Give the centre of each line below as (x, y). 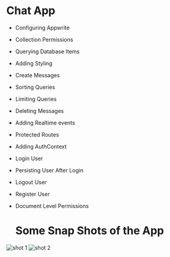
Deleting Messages (39, 110)
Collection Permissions (44, 39)
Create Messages (37, 75)
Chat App (31, 11)
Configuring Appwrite (42, 28)
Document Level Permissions (52, 205)
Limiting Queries (36, 99)
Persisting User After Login (49, 170)
